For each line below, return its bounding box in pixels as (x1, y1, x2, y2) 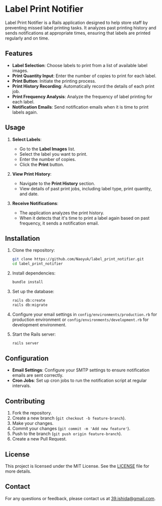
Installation (5, 234, 40, 243)
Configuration (5, 354, 49, 363)
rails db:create (12, 298, 46, 303)
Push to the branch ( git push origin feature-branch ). (12, 431, 122, 437)
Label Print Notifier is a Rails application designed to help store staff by (5, 20, 148, 25)
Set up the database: (12, 289, 55, 294)
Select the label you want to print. (19, 151, 88, 157)
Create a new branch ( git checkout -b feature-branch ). (12, 415, 126, 421)
